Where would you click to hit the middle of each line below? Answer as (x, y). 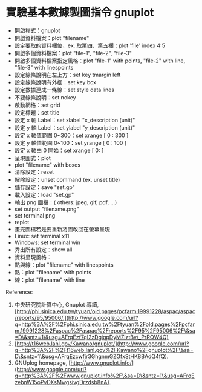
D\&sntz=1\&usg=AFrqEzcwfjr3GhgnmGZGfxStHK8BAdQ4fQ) (91, 356)
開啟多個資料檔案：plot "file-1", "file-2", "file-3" (73, 53)
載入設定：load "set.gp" (44, 194)
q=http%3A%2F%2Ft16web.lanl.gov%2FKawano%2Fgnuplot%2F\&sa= (104, 350)
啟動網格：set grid (37, 105)
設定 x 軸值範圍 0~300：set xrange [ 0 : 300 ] (71, 135)
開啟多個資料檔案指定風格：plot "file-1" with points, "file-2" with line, (100, 61)
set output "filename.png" (47, 209)
